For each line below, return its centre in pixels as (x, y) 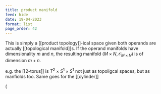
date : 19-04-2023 (23, 19)
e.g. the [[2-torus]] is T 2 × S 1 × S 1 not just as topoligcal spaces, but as (78, 70)
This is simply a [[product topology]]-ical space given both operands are (81, 43)
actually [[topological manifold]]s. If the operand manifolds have (72, 49)
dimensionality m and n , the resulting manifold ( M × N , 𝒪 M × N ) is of (74, 55)
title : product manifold (31, 10)
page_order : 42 (21, 29)
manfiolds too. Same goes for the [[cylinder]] (52, 76)
